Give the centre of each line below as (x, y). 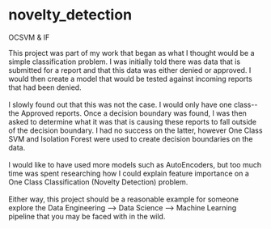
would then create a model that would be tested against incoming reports (130, 78)
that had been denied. (45, 87)
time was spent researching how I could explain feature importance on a (129, 173)
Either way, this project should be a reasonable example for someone (123, 199)
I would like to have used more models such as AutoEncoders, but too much (135, 164)
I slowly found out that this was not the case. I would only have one (120, 104)
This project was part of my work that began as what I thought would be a (131, 53)
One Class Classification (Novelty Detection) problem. (98, 182)
